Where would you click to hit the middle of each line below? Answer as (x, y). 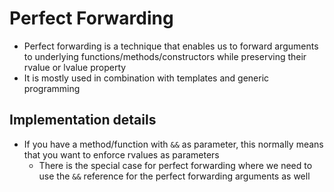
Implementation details (83, 120)
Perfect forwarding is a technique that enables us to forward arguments (171, 46)
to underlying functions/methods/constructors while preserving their (165, 56)
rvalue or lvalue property (75, 67)
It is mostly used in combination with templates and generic (146, 78)
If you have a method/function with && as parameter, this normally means (173, 144)
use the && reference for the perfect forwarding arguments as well (174, 176)
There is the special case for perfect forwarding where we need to (175, 165)
